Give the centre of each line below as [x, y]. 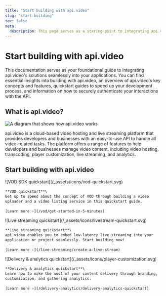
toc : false [16, 21]
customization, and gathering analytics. [48, 278]
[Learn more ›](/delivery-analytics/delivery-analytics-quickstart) [77, 288]
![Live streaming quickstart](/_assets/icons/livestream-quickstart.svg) [76, 220]
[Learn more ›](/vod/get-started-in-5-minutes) [55, 211]
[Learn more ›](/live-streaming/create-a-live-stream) [63, 250]
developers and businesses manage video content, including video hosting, [82, 149]
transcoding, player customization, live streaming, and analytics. [71, 154]
